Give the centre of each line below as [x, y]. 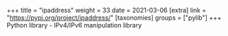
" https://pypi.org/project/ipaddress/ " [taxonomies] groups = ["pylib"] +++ [114, 18]
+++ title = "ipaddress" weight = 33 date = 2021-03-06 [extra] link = [107, 10]
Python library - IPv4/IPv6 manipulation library [74, 25]
